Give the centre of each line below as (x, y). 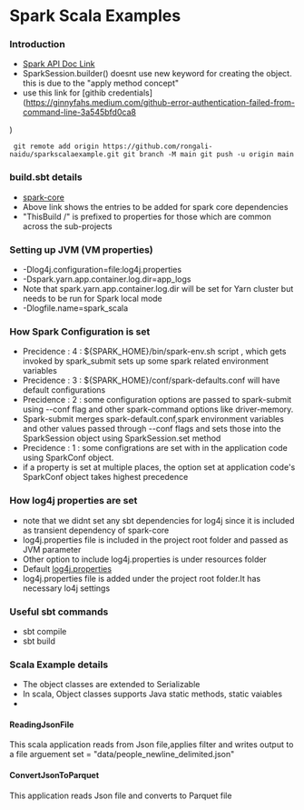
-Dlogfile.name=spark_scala (75, 308)
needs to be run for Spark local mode (93, 299)
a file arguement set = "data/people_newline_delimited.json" (122, 755)
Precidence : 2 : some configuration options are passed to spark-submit (157, 400)
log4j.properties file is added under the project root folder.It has (142, 578)
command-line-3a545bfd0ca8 (79, 112)
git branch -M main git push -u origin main (209, 155)
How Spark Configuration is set (80, 331)
